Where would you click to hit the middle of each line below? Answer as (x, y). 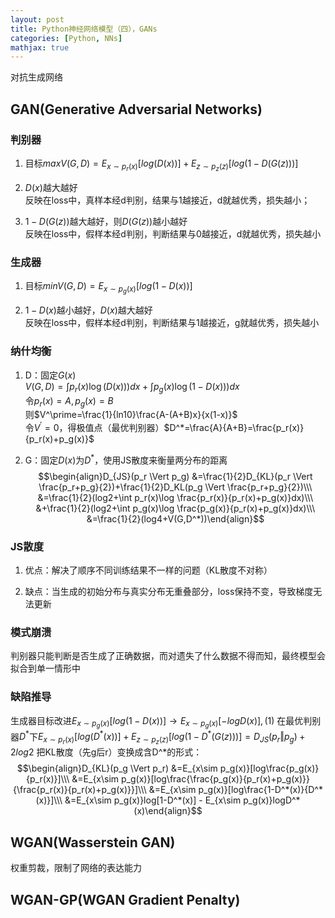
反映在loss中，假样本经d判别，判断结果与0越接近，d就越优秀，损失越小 (173, 234)
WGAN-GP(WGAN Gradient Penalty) (125, 899)
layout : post (37, 19)
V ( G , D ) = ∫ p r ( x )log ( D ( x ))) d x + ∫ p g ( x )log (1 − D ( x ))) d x (132, 387)
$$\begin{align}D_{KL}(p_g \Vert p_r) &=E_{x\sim (117, 768)
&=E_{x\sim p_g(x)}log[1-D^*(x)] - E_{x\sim (153, 800)
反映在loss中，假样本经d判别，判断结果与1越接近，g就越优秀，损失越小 (172, 323)
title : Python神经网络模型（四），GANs (84, 29)
